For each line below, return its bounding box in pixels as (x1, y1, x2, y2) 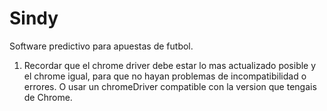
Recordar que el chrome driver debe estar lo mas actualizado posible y (23, 59, 317, 71)
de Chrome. (23, 91, 73, 103)
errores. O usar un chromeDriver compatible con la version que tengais (23, 80, 317, 92)
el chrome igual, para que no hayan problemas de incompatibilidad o (23, 70, 307, 82)
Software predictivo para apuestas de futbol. (9, 40, 194, 52)
